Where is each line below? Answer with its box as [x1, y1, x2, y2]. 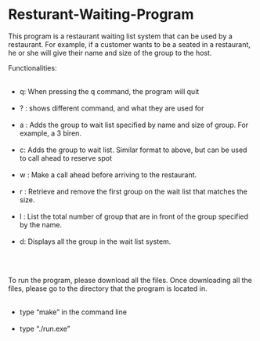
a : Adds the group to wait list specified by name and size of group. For [19, 120, 249, 129]
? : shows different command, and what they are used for [19, 103, 204, 113]
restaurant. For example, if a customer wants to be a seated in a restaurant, [8, 39, 251, 49]
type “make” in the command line [19, 307, 128, 317]
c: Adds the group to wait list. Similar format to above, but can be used [19, 145, 247, 154]
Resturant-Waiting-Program [8, 5, 194, 24]
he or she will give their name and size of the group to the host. [8, 48, 212, 57]
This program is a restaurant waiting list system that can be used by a [8, 31, 233, 41]
